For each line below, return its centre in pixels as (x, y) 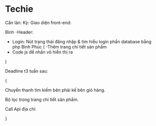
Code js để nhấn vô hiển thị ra (42, 52)
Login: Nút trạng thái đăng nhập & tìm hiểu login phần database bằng (82, 41)
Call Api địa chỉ (20, 109)
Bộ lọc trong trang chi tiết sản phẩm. (42, 100)
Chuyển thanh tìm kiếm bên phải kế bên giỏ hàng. (55, 90)
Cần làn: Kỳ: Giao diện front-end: (38, 23)
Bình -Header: (19, 32)
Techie (19, 9)
